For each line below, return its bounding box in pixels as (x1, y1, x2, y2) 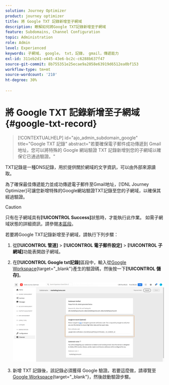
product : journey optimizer (5, 13, 65, 19)
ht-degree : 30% (5, 77, 37, 83)
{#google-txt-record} (5, 118, 97, 130)
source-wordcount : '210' (5, 72, 58, 77)
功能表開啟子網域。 (23, 248, 64, 254)
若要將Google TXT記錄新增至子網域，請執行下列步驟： (5, 231, 119, 237)
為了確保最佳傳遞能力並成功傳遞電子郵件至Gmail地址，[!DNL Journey (5, 181, 149, 187)
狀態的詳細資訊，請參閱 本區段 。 (9, 221, 76, 227)
